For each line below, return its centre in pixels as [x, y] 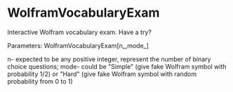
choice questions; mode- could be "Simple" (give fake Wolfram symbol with [117, 66]
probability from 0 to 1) [40, 81]
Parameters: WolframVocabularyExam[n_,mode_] [78, 45]
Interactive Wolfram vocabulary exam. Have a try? [80, 32]
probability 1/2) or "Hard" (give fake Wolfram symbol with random [102, 74]
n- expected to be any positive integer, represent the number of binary [109, 59]
